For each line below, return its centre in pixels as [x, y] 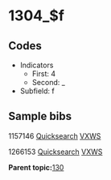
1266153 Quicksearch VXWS [55, 152]
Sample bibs [40, 116]
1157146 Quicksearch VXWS [55, 135]
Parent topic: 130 [36, 167]
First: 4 [44, 74]
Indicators [37, 65]
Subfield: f [37, 91]
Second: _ [49, 82]
